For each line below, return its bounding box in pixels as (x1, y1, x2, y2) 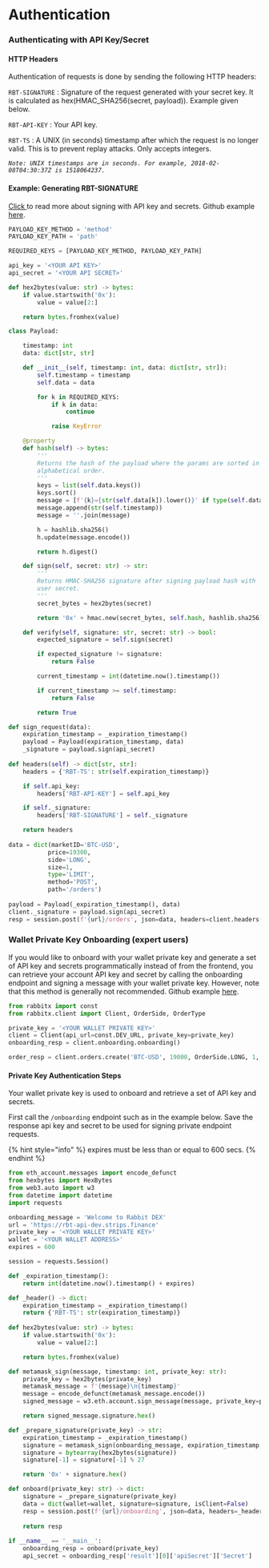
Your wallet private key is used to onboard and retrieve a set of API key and (8, 1088, 256, 1098)
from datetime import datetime (8, 1191, 113, 1199)
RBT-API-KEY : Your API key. (8, 120, 98, 130)
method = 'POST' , (47, 878, 98, 886)
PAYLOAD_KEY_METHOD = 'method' (8, 225, 113, 233)
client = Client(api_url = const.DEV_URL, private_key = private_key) (8, 1031, 235, 1039)
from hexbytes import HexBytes (8, 1176, 113, 1185)
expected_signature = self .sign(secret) (37, 635, 174, 644)
